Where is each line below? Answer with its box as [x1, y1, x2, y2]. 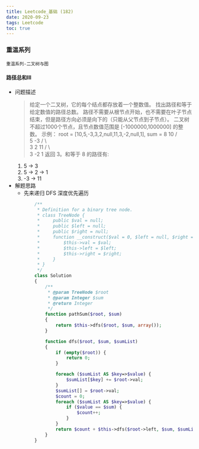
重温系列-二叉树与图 [6, 60, 49, 67]
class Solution [34, 273, 72, 279]
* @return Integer [47, 300, 93, 306]
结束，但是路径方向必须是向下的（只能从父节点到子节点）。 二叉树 [29, 116, 190, 123]
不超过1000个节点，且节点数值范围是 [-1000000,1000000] [29, 123, 172, 130]
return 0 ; [66, 355, 91, 361]
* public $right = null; [37, 229, 109, 235]
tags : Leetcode [6, 20, 44, 25]
